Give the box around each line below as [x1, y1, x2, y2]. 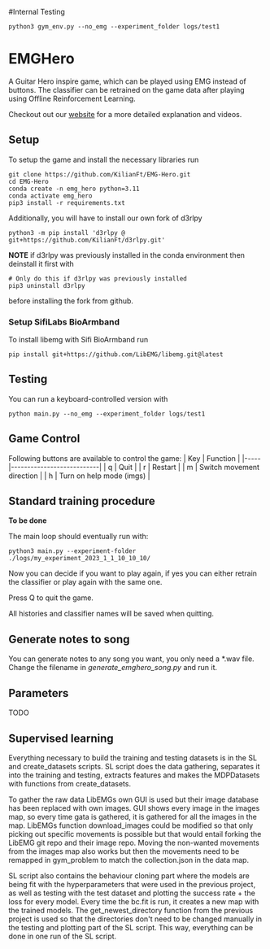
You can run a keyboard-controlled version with [8, 394, 168, 403]
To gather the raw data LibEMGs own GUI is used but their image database [8, 794, 259, 804]
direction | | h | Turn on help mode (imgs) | [8, 471, 150, 481]
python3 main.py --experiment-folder [8, 547, 137, 555]
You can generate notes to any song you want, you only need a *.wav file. [8, 654, 255, 664]
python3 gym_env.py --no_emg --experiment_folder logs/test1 [8, 23, 220, 31]
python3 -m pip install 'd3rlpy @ [8, 229, 126, 237]
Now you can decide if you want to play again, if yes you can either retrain [8, 568, 258, 578]
